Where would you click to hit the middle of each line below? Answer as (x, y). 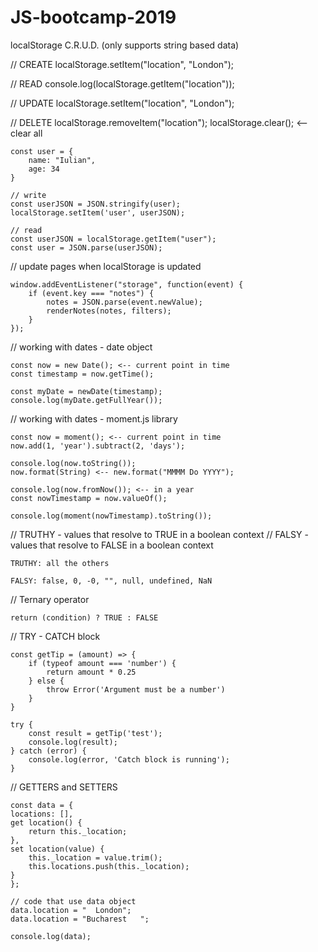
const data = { (42, 805)
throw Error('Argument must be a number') (136, 689)
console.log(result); (73, 742)
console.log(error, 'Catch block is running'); (129, 759)
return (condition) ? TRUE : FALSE (84, 617)
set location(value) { (57, 849)
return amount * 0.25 (91, 672)
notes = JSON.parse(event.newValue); (124, 302)
